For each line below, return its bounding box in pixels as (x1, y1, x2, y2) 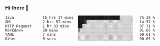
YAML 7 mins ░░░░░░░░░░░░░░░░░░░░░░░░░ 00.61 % (5, 32, 155, 37)
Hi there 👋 (5, 4, 30, 11)
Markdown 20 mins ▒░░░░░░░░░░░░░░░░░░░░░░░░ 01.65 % (5, 28, 155, 33)
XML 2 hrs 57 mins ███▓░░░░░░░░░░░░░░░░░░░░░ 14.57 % (5, 19, 155, 25)
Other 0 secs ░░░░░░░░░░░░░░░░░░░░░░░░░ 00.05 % (5, 36, 155, 42)
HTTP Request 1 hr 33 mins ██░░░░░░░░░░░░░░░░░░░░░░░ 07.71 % (5, 24, 155, 29)
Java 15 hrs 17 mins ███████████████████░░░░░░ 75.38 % (5, 15, 155, 20)
